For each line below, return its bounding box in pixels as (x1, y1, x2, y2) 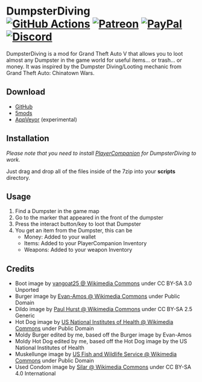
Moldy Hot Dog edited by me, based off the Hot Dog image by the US (14, 338, 188, 345)
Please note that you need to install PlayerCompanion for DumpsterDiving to (6, 150, 197, 157)
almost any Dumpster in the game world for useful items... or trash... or (6, 56, 182, 64)
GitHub (14, 103, 33, 110)
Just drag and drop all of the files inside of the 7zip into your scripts (6, 168, 176, 175)
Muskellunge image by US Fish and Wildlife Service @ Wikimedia (14, 351, 177, 358)
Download (6, 87, 45, 97)
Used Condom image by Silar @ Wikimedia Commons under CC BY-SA (14, 363, 192, 370)
